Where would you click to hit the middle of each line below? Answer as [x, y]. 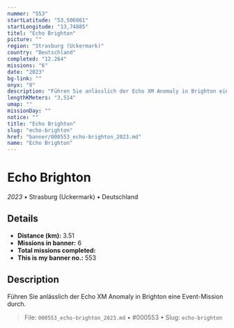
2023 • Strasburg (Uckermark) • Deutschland [73, 197]
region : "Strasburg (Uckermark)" [56, 46]
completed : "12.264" [37, 59]
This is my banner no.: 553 [56, 258]
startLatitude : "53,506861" [48, 20]
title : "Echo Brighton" [42, 124]
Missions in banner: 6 [49, 243]
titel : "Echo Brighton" [42, 33]
